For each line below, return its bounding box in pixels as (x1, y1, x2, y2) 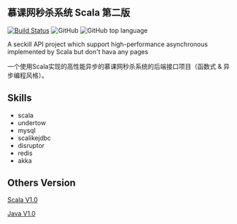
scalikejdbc (17, 134, 52, 142)
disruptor (17, 141, 45, 149)
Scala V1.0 (7, 196, 38, 204)
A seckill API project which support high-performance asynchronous (7, 40, 208, 48)
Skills (7, 92, 32, 105)
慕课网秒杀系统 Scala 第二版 (7, 6, 131, 19)
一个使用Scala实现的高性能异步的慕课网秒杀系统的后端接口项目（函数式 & (7, 62, 222, 70)
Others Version (7, 177, 76, 189)
